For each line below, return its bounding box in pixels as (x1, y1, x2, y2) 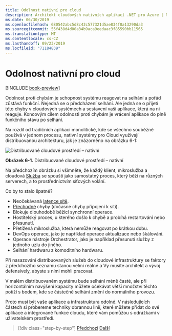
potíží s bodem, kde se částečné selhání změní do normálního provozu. (5, 288, 155, 295)
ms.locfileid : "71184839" (5, 46, 60, 51)
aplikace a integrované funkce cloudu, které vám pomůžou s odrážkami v (5, 309, 160, 315)
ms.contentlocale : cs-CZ (5, 36, 58, 42)
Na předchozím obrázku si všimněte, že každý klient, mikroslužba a (5, 167, 147, 173)
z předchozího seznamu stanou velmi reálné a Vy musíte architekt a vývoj (5, 262, 160, 268)
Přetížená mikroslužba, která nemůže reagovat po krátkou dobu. (12, 225, 148, 231)
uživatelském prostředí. (5, 315, 55, 321)
